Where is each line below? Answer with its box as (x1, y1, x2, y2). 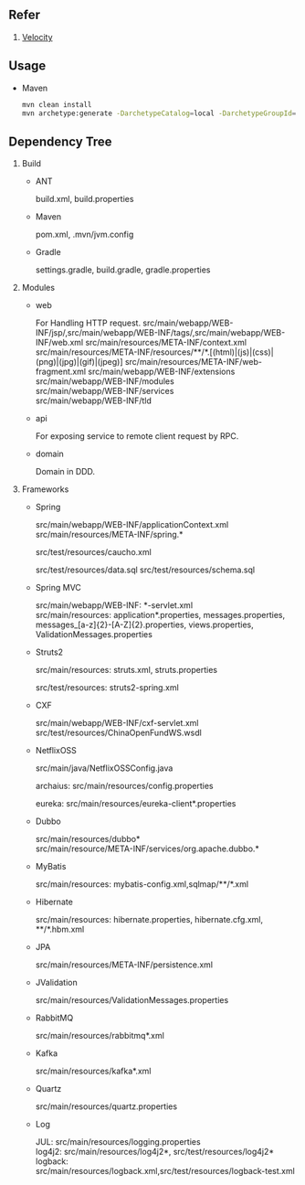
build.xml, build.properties (35, 194, 134, 205)
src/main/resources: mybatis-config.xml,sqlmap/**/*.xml (35, 879, 248, 890)
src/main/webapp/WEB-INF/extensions (88, 366, 236, 378)
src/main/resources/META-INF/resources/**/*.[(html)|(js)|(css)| (35, 347, 275, 358)
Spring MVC (35, 582, 81, 593)
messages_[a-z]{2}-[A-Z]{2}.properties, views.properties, (35, 619, 255, 630)
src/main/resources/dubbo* (35, 834, 141, 845)
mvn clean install (21, 100, 92, 109)
